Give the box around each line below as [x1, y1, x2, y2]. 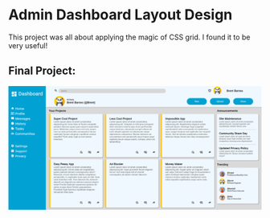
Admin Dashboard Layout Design [8, 6, 233, 24]
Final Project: [8, 64, 76, 78]
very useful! [8, 40, 48, 50]
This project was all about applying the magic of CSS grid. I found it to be [8, 32, 251, 42]
